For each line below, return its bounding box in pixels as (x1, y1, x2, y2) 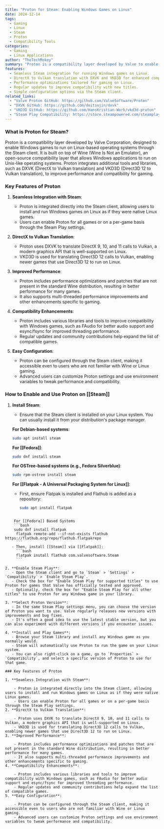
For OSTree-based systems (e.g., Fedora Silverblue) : (12, 463, 122, 469)
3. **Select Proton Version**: (5, 600, 69, 605)
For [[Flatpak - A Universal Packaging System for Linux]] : (12, 481, 130, 487)
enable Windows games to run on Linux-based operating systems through (5, 145, 155, 151)
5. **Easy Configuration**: (5, 793, 62, 799)
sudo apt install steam (12, 436, 61, 440)
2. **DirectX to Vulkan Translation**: (5, 707, 86, 713)
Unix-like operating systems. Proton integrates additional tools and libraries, (5, 160, 158, 166)
